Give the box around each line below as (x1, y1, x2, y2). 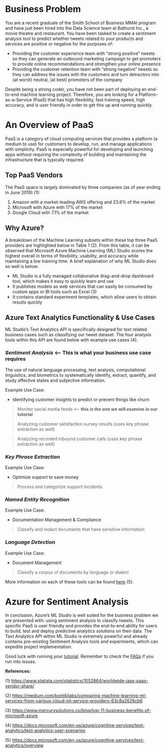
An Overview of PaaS (5, 120, 94, 131)
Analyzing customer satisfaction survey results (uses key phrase (17, 421, 149, 427)
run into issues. (5, 659, 37, 664)
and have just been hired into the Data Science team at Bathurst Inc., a (5, 25, 149, 31)
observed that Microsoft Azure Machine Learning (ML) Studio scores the (5, 247, 153, 253)
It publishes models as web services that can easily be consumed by (12, 283, 153, 289)
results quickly (12, 299, 42, 305)
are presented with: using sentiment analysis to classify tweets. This (5, 618, 144, 623)
